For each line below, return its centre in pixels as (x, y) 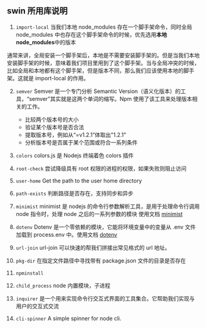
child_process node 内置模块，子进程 (63, 285)
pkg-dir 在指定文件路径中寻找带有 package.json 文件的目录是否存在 (101, 260)
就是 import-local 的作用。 (56, 78)
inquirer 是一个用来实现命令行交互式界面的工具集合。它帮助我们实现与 (105, 298)
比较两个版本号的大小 (52, 119)
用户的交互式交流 (37, 306)
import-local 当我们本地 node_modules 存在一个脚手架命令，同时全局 (104, 27)
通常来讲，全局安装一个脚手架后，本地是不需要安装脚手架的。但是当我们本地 (103, 55)
